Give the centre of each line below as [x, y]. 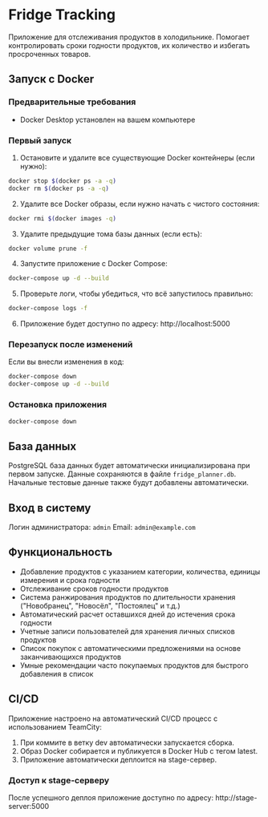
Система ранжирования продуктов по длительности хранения [128, 597]
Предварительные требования [72, 102]
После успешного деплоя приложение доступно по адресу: [111, 797]
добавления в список [57, 673]
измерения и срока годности [70, 580]
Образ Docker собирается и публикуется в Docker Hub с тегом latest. [139, 750]
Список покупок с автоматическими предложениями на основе [130, 648]
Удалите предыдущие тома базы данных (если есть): [111, 233]
